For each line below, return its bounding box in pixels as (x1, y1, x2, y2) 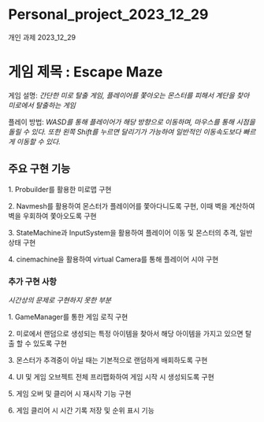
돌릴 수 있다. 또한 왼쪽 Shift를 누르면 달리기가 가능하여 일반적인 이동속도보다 (8, 127, 242, 136)
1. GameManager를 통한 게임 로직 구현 (8, 312, 128, 321)
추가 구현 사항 (8, 276, 58, 287)
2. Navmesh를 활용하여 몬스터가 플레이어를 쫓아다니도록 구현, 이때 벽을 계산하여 (8, 201, 255, 210)
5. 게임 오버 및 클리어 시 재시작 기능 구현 (8, 388, 132, 398)
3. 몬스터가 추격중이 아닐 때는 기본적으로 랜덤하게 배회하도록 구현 (8, 355, 208, 365)
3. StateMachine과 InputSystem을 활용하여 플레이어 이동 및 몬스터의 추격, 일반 (8, 228, 253, 237)
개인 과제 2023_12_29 (8, 32, 76, 42)
